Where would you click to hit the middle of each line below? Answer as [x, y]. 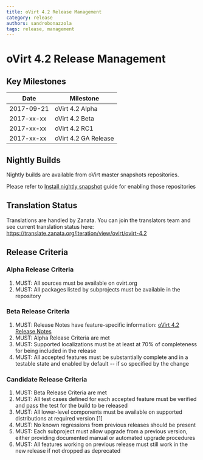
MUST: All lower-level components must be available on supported [98, 412]
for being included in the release [56, 350]
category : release [29, 18]
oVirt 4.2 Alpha [76, 109]
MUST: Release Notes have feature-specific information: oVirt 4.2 [97, 325]
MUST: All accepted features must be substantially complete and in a [101, 357]
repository [28, 296]
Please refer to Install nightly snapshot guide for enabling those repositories [101, 187]
